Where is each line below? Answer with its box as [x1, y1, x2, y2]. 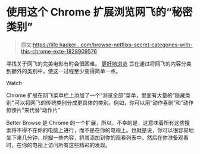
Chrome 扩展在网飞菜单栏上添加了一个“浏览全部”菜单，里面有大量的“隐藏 [6, 92, 186, 99]
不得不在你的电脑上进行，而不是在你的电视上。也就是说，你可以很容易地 [16, 126, 194, 134]
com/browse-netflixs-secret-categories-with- [80, 41, 193, 48]
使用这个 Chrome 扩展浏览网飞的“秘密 [6, 5, 193, 19]
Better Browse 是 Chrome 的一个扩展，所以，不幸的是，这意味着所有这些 [6, 119, 185, 126]
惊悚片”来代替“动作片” [6, 106, 61, 114]
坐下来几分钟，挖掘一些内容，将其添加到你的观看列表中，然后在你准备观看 [6, 134, 189, 141]
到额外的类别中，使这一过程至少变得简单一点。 [6, 67, 121, 74]
